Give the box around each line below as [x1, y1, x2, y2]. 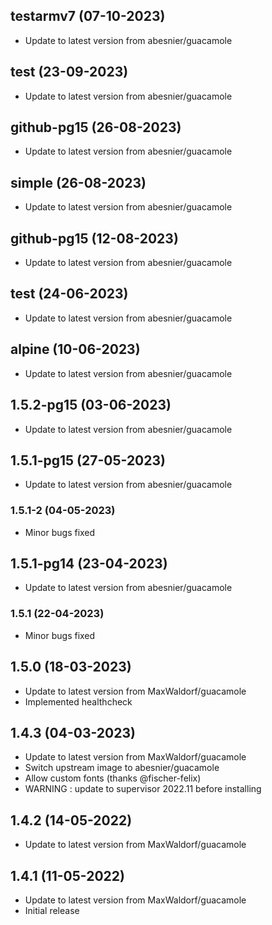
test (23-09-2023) [10, 64, 129, 81]
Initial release [24, 904, 80, 916]
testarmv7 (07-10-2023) [10, 8, 166, 25]
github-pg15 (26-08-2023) [10, 119, 182, 136]
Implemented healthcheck [24, 695, 133, 708]
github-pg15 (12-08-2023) [10, 230, 179, 247]
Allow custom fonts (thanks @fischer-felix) [24, 772, 202, 784]
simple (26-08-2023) [10, 174, 147, 191]
